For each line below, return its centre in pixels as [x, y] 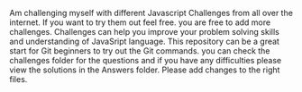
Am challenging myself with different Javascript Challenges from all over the [151, 13]
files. [18, 79]
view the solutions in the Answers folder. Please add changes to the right [145, 70]
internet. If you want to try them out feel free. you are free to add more [140, 22]
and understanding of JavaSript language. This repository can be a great [144, 41]
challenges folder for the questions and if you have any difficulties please [146, 60]
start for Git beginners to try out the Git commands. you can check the [140, 51]
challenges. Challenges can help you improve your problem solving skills [144, 32]
